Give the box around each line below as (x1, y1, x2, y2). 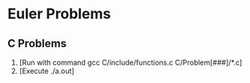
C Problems (7, 37, 67, 50)
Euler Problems (7, 5, 111, 23)
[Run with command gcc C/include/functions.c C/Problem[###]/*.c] (18, 57, 243, 67)
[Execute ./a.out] (18, 66, 75, 76)
